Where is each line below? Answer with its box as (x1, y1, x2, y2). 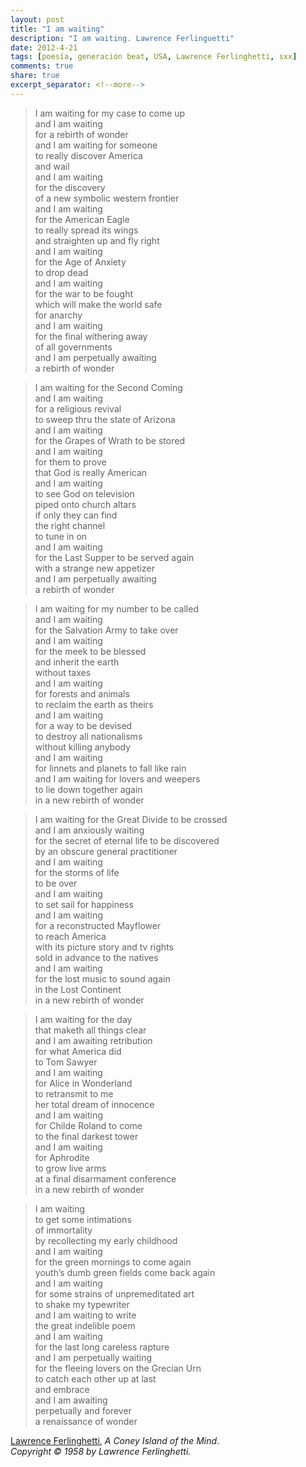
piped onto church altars (34, 498, 137, 510)
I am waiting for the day (34, 1013, 133, 1025)
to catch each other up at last (34, 1372, 157, 1385)
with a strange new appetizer (34, 562, 155, 574)
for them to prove (34, 456, 107, 468)
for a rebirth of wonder (34, 128, 129, 140)
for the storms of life (34, 866, 120, 878)
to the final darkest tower (34, 1130, 139, 1142)
